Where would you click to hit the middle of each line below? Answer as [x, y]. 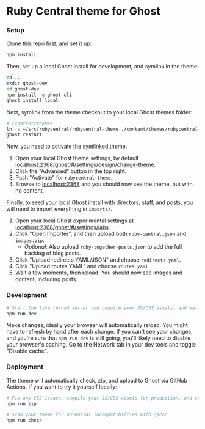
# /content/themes [30, 123]
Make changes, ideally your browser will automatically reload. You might [97, 325]
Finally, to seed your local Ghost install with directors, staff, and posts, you [100, 202]
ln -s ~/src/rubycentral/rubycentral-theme [63, 129]
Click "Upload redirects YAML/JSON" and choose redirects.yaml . [98, 260]
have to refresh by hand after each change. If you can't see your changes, [100, 332]
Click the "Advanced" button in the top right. [71, 171]
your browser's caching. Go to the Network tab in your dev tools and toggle [101, 345]
